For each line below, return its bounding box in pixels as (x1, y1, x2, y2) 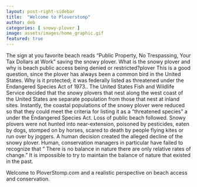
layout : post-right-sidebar (6, 8, 75, 15)
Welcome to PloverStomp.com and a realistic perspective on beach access (6, 169, 188, 176)
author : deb (6, 19, 35, 25)
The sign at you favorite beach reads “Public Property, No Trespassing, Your (6, 52, 191, 59)
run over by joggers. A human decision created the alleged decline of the (6, 133, 183, 140)
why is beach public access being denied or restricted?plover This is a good (6, 64, 191, 71)
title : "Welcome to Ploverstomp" (6, 14, 91, 20)
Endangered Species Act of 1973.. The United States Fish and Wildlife (6, 83, 175, 90)
